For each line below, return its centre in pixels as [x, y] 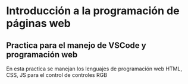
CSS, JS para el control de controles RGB [57, 75]
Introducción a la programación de [93, 11]
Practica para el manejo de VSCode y [76, 45]
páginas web [39, 23]
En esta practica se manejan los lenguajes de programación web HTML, [94, 69]
